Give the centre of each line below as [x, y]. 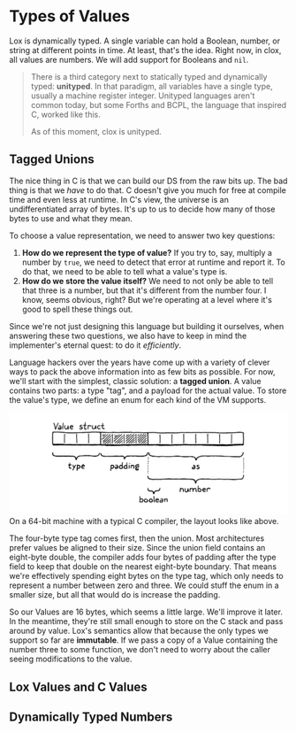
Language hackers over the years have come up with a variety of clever [140, 362]
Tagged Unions [52, 160]
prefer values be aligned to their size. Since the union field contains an [137, 548]
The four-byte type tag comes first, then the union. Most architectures [137, 538]
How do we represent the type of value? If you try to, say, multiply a [147, 252]
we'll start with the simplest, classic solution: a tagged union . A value [136, 381]
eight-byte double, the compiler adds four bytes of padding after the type [143, 557]
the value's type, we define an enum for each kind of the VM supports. [138, 399]
